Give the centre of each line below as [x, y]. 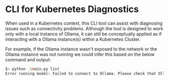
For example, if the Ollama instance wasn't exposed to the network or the [81, 49]
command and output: [28, 59]
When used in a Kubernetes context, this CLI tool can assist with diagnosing [84, 23]
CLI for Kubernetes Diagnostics [72, 9]
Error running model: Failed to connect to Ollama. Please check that [81, 73]
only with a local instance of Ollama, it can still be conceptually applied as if [83, 34]
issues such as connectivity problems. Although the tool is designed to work [84, 28]
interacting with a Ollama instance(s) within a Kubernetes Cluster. [73, 39]
